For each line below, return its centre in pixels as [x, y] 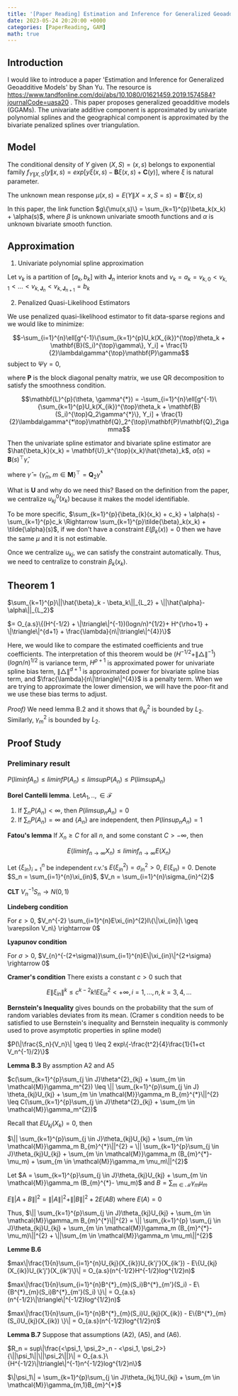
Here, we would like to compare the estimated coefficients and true [106, 645]
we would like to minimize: [46, 324]
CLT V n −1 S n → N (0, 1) [38, 892]
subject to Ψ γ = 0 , [34, 364]
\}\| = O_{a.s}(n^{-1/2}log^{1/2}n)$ [111, 1321]
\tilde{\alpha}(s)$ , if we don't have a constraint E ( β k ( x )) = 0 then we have [114, 530]
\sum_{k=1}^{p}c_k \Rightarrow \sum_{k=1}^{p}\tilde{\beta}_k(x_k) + [107, 521]
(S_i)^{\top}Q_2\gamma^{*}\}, [98, 414]
